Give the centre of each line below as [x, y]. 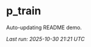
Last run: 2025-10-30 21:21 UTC [45, 39]
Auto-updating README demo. [44, 27]
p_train [24, 11]
